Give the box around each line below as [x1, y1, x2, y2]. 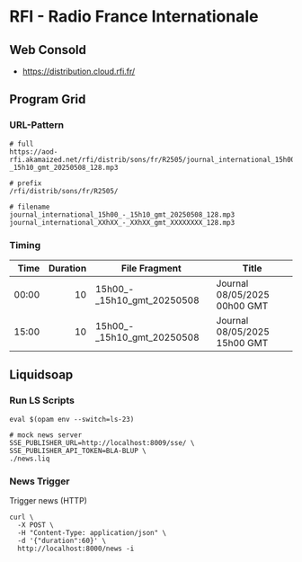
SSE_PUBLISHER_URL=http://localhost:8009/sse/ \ [9, 438, 195, 447]
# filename [9, 202, 50, 211]
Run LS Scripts [9, 394, 75, 406]
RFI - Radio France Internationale [9, 6, 259, 27]
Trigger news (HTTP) [9, 495, 88, 505]
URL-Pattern [9, 119, 65, 131]
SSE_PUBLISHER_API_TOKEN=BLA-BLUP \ [9, 446, 147, 455]
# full [9, 139, 34, 148]
